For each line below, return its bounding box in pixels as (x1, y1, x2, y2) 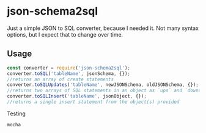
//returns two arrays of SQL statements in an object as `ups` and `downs (7, 87, 202, 94)
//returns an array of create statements (7, 76, 114, 82)
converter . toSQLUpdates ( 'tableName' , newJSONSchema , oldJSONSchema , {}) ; (7, 82, 199, 88)
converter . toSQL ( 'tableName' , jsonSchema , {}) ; (7, 70, 131, 77)
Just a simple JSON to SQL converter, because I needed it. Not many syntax (7, 24, 199, 32)
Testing (7, 110, 26, 117)
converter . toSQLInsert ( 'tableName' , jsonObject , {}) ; (7, 93, 147, 99)
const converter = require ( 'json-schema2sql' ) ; (7, 65, 131, 71)
